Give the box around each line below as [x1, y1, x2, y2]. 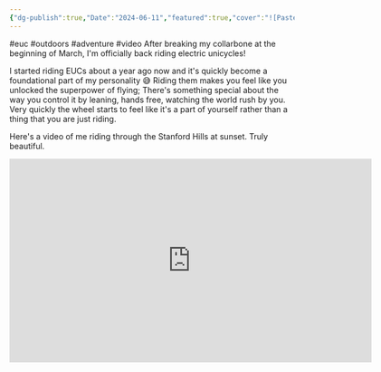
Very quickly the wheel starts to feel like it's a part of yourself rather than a [9, 103, 288, 114]
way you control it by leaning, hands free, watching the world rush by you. [9, 94, 286, 105]
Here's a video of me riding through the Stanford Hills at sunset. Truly [9, 130, 269, 141]
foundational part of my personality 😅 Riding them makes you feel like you [9, 74, 288, 86]
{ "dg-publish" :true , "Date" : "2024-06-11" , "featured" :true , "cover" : [9, 13, 265, 23]
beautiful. [9, 140, 45, 151]
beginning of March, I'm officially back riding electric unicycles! [9, 47, 246, 59]
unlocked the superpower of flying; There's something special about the [9, 84, 279, 95]
